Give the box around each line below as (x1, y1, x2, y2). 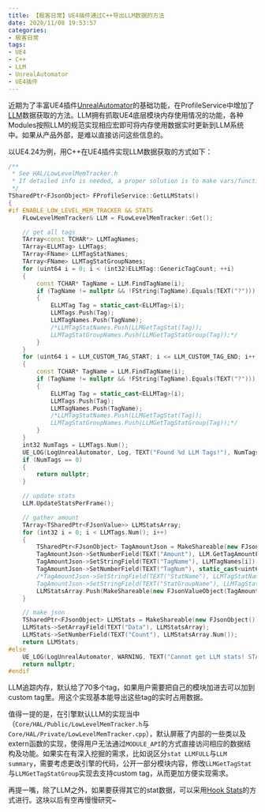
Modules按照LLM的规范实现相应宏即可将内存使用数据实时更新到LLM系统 (8, 120, 244, 130)
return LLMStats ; (22, 637, 80, 646)
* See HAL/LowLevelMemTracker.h (11, 170, 118, 178)
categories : (8, 26, 47, 34)
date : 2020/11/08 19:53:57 (8, 19, 97, 27)
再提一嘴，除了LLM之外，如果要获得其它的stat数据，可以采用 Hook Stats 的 (8, 785, 250, 795)
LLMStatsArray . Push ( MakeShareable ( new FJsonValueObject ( (36, 587, 227, 595)
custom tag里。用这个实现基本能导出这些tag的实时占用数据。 (8, 693, 207, 702)
